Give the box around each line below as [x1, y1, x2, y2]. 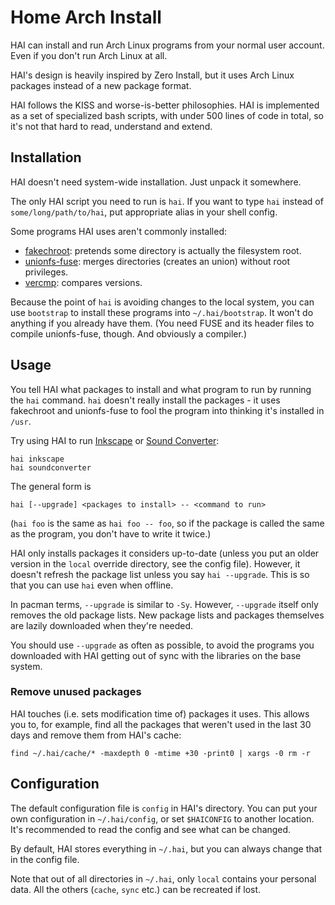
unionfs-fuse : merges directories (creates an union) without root [24, 255, 291, 267]
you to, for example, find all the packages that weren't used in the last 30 [10, 718, 312, 730]
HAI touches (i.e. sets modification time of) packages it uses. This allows [10, 707, 310, 720]
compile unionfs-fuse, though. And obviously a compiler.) [10, 327, 247, 340]
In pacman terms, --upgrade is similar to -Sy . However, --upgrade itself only [10, 598, 319, 610]
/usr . [10, 415, 32, 427]
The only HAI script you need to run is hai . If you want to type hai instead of [10, 195, 324, 207]
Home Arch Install [10, 6, 162, 29]
